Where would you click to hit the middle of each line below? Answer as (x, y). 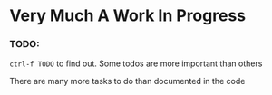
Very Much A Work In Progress (128, 16)
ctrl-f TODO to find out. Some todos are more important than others (136, 63)
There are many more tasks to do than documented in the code (127, 81)
